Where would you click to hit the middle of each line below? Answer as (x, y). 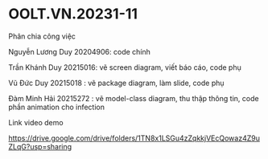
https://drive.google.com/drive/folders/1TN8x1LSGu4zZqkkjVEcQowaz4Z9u (134, 138)
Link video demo (36, 122)
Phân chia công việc (42, 36)
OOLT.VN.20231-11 (73, 14)
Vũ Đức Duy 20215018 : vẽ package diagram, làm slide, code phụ (116, 83)
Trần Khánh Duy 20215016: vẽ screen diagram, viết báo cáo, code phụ (125, 67)
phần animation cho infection (56, 107)
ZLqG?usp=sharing (40, 146)
